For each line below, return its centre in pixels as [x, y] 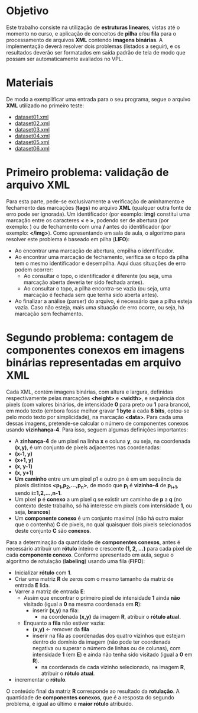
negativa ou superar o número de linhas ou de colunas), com [106, 648]
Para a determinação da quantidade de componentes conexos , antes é [93, 542]
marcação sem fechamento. [49, 314]
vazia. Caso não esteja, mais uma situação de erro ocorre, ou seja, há [99, 307]
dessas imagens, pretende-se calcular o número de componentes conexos [98, 423]
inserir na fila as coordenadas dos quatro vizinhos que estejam [109, 635]
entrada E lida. [32, 585]
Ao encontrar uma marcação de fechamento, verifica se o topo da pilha [102, 257]
